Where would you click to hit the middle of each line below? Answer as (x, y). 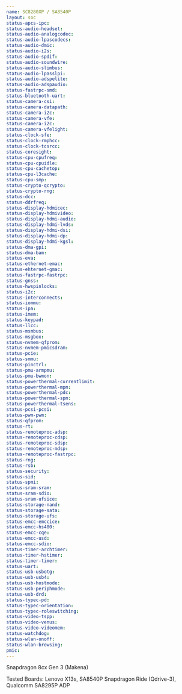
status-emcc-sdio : (29, 544)
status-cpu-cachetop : (33, 169)
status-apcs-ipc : (28, 23)
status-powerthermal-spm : (38, 398)
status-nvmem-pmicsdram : (37, 348)
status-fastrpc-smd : (32, 90)
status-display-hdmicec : (37, 208)
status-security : (28, 471)
